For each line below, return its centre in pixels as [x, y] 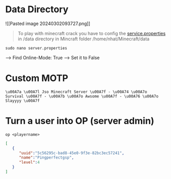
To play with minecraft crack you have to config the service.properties [92, 33]
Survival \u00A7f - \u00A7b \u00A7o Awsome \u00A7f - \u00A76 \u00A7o [82, 96]
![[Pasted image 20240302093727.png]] [48, 23]
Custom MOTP [37, 78]
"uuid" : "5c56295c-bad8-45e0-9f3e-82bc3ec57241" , [71, 153]
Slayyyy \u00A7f [22, 100]
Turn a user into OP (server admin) [80, 121]
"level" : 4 [29, 162]
